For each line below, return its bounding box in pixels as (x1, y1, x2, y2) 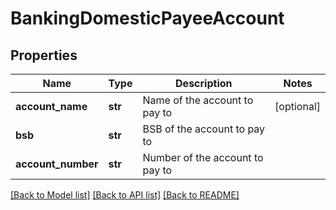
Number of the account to (142, 151, 264, 164)
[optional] (274, 100, 321, 113)
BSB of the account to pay (142, 122, 266, 136)
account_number (15, 157, 99, 171)
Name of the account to (142, 93, 254, 107)
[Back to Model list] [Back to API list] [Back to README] (10, 189, 240, 201)
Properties (10, 47, 78, 64)
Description (175, 77, 233, 90)
